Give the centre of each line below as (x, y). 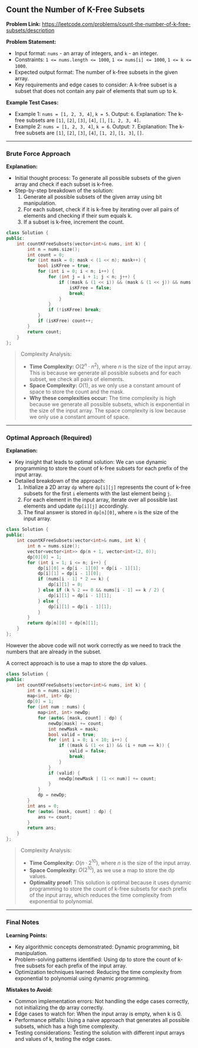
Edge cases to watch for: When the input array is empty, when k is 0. (98, 1014)
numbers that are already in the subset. (54, 652)
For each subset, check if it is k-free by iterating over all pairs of (101, 209)
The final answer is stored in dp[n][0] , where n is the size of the (101, 512)
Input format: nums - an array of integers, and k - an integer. (86, 53)
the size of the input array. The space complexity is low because (108, 411)
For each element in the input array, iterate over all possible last (100, 500)
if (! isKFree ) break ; (75, 310)
